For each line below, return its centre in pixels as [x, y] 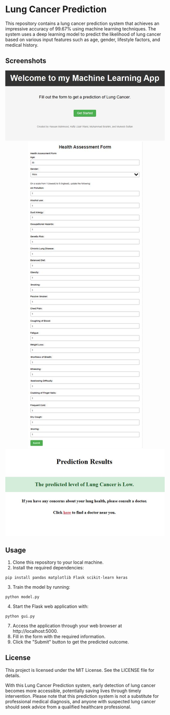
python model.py [22, 597]
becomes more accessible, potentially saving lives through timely [73, 691]
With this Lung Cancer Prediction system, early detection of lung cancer [80, 685]
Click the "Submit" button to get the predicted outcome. [71, 642]
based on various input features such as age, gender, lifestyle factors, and [83, 40]
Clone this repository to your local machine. [58, 562]
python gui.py [20, 617]
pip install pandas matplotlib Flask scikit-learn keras [67, 578]
